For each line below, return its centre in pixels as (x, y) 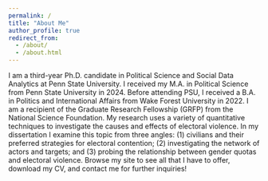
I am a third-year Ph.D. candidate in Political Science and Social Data (121, 75)
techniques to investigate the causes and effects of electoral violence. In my (134, 126)
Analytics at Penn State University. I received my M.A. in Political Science (128, 84)
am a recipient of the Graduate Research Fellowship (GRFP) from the (121, 109)
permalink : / (30, 16)
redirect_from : (33, 38)
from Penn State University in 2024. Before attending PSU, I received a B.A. (132, 92)
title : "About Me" (39, 23)
